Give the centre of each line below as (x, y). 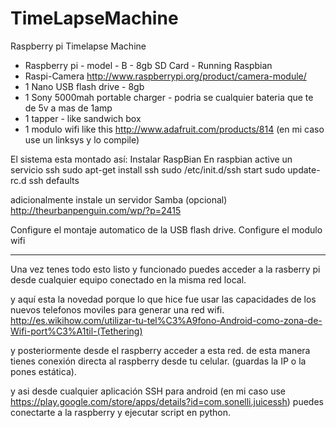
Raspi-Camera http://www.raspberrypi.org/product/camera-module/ (165, 76)
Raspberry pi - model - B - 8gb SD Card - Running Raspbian (148, 65)
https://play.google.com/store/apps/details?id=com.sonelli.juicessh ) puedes (167, 401)
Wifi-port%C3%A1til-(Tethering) (76, 331)
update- (304, 169)
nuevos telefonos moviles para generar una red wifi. (117, 309)
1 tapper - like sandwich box (83, 118)
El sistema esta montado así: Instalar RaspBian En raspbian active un (151, 159)
